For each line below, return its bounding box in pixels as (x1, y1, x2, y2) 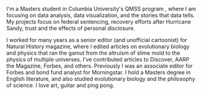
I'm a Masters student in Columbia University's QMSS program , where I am (6, 5, 197, 12)
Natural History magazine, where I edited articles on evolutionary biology (6, 43, 190, 50)
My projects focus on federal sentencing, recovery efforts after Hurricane (6, 18, 191, 25)
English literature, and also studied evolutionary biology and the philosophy (6, 76, 195, 82)
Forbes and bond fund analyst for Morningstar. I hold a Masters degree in (6, 69, 191, 76)
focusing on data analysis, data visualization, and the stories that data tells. (6, 12, 195, 19)
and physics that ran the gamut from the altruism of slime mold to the (6, 49, 181, 57)
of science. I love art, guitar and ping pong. (6, 82, 115, 89)
